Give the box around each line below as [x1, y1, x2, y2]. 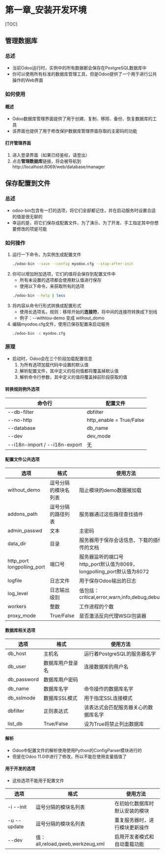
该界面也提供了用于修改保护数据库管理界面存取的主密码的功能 [12, 128, 137, 134]
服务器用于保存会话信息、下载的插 [79, 537, 158, 544]
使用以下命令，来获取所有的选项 [19, 283, 84, 289]
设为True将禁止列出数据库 [84, 720, 144, 727]
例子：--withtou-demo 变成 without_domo [19, 315, 105, 321]
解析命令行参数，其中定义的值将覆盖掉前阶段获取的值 [19, 374, 128, 380]
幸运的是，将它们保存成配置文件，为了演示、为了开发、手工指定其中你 [12, 220, 155, 226]
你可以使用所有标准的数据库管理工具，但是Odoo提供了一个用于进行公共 [12, 71, 157, 77]
